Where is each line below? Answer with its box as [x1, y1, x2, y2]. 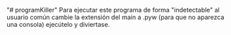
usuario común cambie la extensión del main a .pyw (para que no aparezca [6, 13, 225, 21]
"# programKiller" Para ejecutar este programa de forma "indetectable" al [6, 6, 220, 14]
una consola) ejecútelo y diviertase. [6, 21, 111, 28]
